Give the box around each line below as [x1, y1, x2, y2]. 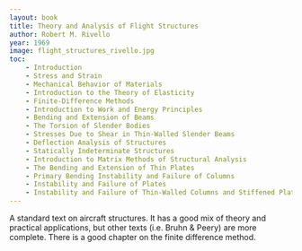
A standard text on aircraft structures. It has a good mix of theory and [9, 212, 267, 223]
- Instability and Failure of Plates [25, 180, 167, 189]
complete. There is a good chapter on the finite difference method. [9, 232, 256, 242]
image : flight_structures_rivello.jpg [9, 47, 155, 56]
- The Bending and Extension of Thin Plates [25, 163, 195, 172]
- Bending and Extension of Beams [25, 113, 155, 122]
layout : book [9, 13, 58, 22]
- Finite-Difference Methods [25, 96, 135, 106]
